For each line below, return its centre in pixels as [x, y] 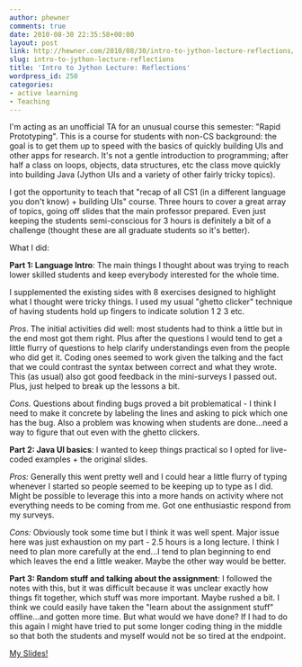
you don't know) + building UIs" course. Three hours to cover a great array [148, 202]
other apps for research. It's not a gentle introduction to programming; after [149, 156]
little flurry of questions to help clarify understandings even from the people [150, 348]
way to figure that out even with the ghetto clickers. [105, 432]
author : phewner [40, 18]
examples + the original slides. [91, 459]
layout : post [34, 43]
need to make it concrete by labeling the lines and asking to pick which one [149, 413]
